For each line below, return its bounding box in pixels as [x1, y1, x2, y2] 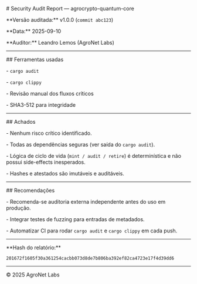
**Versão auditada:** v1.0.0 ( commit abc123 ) [6, 16, 113, 23]
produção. [6, 205, 31, 211]
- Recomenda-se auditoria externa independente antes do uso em [6, 198, 166, 205]
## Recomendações [6, 187, 55, 194]
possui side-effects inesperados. [6, 158, 86, 165]
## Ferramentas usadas [6, 56, 64, 63]
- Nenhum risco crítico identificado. [6, 130, 92, 137]
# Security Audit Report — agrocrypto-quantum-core [6, 5, 135, 12]
